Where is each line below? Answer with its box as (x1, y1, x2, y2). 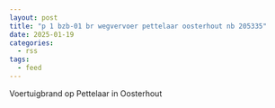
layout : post (9, 13, 58, 22)
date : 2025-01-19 (9, 30, 75, 39)
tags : (9, 55, 30, 64)
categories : (9, 38, 54, 48)
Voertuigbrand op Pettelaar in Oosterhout (9, 87, 163, 99)
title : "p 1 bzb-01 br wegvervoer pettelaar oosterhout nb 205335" (9, 22, 268, 31)
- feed (17, 64, 42, 73)
